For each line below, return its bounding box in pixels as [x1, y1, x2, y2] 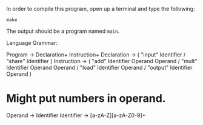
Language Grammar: [6, 39, 58, 46]
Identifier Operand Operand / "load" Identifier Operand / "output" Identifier [6, 64, 193, 71]
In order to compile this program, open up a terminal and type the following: [6, 5, 195, 12]
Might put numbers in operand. [6, 92, 166, 106]
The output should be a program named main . [6, 27, 120, 35]
